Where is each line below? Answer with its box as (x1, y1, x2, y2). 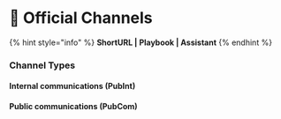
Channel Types (9, 59, 76, 71)
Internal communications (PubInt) (9, 81, 136, 92)
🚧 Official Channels (9, 8, 153, 28)
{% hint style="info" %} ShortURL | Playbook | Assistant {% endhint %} (9, 37, 272, 48)
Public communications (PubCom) (9, 101, 139, 112)
